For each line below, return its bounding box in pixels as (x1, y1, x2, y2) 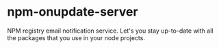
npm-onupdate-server (7, 4, 138, 20)
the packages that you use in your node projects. (7, 33, 146, 42)
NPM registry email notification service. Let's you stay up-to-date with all (7, 27, 214, 35)
